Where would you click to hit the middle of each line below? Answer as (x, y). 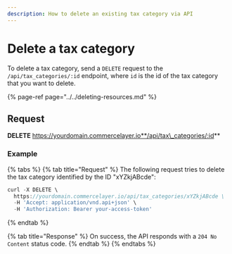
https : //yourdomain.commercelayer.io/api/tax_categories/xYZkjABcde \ (119, 196)
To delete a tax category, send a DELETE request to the (85, 68)
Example (22, 154)
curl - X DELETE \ (33, 190)
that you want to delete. (41, 83)
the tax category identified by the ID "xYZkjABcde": (82, 177)
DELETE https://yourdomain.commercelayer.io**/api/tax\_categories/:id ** (114, 136)
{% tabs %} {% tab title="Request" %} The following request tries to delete (116, 169)
